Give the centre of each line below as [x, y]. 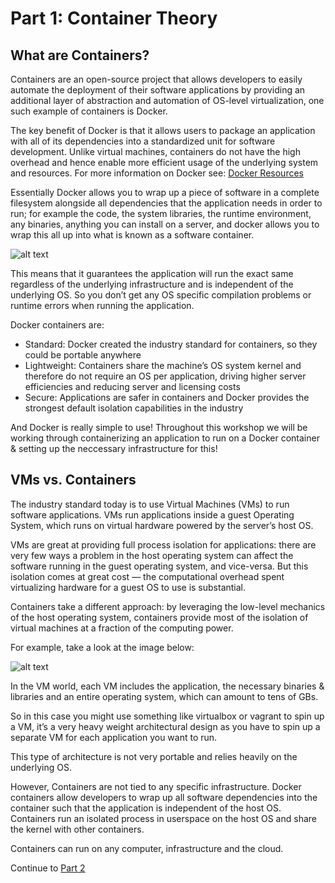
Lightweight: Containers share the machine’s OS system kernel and [163, 365]
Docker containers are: [57, 325]
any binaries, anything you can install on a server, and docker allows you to [165, 224]
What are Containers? [80, 55]
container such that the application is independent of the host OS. [146, 808]
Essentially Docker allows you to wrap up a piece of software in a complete [165, 192]
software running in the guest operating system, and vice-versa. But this [159, 566]
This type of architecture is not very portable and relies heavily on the [154, 756]
